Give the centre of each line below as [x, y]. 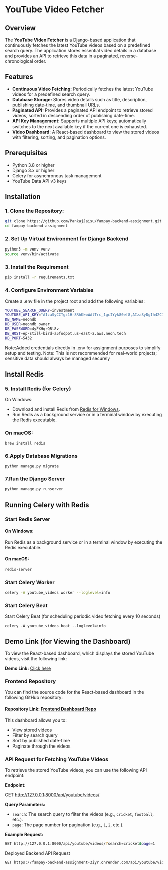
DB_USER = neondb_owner [28, 324]
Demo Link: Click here [28, 668]
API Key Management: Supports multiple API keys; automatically [79, 121]
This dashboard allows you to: [36, 720]
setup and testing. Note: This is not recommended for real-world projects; [81, 353]
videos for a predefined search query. [51, 94]
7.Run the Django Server [35, 479]
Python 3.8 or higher [33, 165]
